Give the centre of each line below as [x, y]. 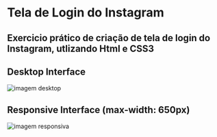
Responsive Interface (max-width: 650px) [99, 110]
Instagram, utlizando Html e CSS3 [81, 48]
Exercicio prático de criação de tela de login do [109, 38]
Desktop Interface [47, 72]
